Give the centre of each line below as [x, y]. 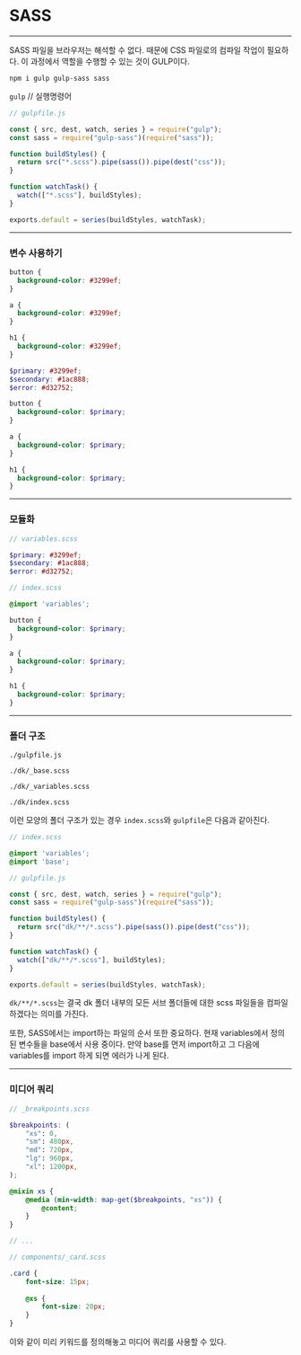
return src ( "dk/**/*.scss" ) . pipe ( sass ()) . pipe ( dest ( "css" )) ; [134, 927]
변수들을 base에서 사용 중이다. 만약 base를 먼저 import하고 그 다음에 [139, 1044]
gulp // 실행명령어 [41, 96]
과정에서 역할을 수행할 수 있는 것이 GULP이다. [110, 61]
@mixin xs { [31, 1191]
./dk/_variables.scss [50, 787]
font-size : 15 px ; [58, 1281]
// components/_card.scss [57, 1257]
